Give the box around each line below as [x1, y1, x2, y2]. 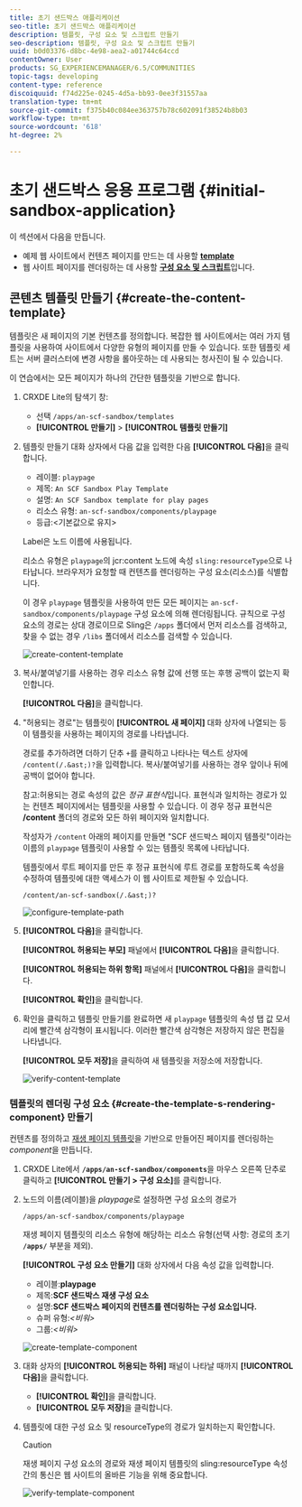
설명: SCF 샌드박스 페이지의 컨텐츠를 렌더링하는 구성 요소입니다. [35, 1301, 257, 1312]
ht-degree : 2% [9, 131, 63, 140]
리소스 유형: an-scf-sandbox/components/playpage [35, 505, 217, 516]
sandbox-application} [9, 200, 177, 221]
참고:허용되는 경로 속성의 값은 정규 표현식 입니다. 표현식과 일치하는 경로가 [22, 789, 278, 800]
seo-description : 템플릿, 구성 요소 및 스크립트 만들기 [9, 38, 196, 48]
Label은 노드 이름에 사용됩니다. [22, 535, 133, 546]
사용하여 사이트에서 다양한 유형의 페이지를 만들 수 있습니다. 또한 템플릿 [32, 341, 281, 352]
